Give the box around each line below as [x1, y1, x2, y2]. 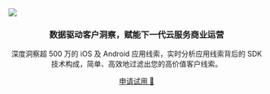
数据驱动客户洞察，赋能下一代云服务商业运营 [49, 28, 224, 40]
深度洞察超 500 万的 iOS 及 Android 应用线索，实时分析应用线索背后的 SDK [11, 49, 263, 59]
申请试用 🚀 [119, 76, 155, 86]
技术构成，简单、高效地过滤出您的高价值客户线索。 [51, 59, 222, 69]
